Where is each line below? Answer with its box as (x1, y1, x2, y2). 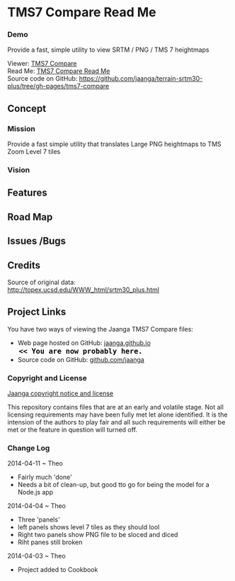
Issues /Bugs (7, 235, 66, 247)
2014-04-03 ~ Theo (7, 552, 66, 560)
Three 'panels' (17, 515, 60, 524)
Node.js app (17, 488, 54, 497)
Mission (7, 123, 35, 133)
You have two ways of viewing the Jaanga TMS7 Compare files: (7, 325, 193, 333)
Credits (7, 259, 41, 271)
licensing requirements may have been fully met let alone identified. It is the (7, 410, 228, 419)
